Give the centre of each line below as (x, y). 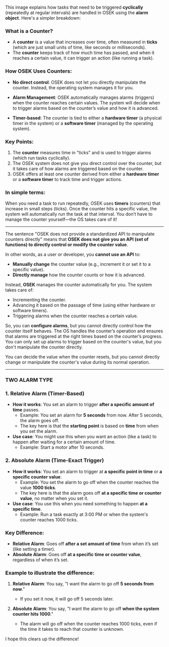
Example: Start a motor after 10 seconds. (62, 447)
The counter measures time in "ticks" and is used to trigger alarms (82, 152)
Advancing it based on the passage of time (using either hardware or (84, 305)
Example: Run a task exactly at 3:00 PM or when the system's (84, 514)
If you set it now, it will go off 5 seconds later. (67, 599)
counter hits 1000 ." (33, 614)
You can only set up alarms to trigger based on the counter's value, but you (83, 342)
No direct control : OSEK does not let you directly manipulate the (79, 82)
